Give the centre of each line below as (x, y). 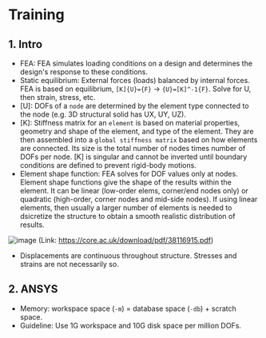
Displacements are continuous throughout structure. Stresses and (128, 256)
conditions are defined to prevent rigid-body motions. (108, 165)
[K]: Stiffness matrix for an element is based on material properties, (130, 123)
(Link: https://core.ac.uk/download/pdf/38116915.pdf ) (126, 240)
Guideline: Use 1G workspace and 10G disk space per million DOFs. (131, 325)
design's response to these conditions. (83, 72)
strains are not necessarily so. (69, 264)
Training (37, 15)
